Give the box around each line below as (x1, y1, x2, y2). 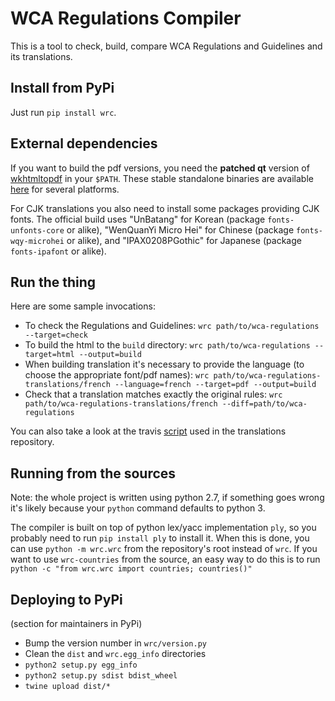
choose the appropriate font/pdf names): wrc (24, 369, 210, 381)
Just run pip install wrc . (10, 106, 117, 118)
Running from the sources (10, 465, 177, 482)
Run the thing (10, 273, 97, 291)
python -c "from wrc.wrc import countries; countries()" (10, 564, 253, 574)
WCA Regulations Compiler (10, 7, 242, 30)
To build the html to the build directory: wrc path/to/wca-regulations (24, 339, 311, 351)
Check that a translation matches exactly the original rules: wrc (24, 388, 283, 401)
